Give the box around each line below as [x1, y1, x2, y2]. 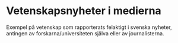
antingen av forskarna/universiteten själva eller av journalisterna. [6, 29, 164, 37]
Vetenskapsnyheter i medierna [6, 4, 161, 18]
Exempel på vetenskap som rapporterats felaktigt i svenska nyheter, [6, 24, 172, 31]
